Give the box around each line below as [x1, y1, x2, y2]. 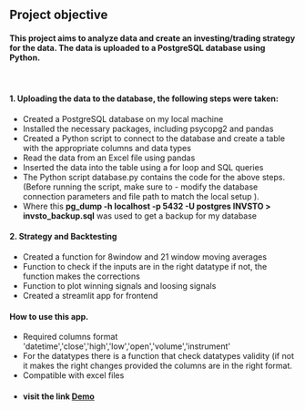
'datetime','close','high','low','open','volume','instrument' [22, 341, 230, 352]
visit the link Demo [22, 391, 96, 402]
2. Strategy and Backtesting [9, 231, 117, 242]
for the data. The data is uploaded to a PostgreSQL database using [9, 42, 266, 53]
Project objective [9, 7, 108, 23]
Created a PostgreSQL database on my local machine [22, 113, 224, 124]
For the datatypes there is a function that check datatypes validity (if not [22, 351, 294, 362]
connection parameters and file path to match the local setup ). [22, 190, 259, 201]
